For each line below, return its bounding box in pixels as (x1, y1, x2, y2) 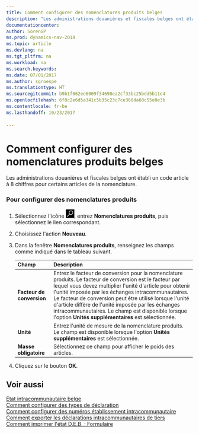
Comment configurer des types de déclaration (6, 402, 119, 409)
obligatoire (17, 349, 45, 356)
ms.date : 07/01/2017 (6, 72, 57, 78)
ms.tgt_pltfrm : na (6, 53, 52, 59)
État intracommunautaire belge (6, 395, 82, 403)
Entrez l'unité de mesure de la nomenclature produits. (53, 322, 184, 329)
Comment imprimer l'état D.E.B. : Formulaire (6, 421, 114, 428)
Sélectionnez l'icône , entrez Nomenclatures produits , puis (14, 212, 169, 219)
